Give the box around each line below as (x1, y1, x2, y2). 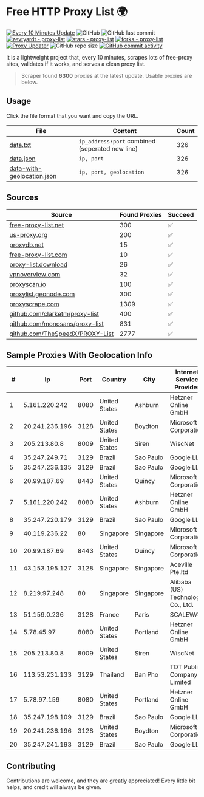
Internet (175, 368, 199, 377)
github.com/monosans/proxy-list (9, 320, 104, 328)
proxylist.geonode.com (9, 290, 75, 298)
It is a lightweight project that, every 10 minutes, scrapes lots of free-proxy (6, 53, 193, 61)
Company (169, 671, 198, 679)
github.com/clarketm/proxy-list (9, 309, 99, 318)
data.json (9, 154, 36, 163)
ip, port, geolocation (78, 168, 144, 176)
